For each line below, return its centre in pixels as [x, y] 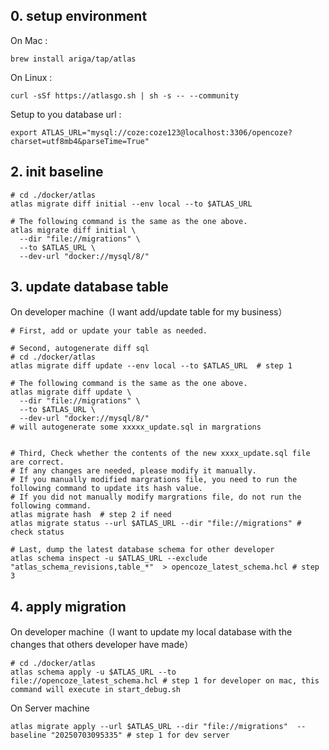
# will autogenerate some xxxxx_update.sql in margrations [136, 427]
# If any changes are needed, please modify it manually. [133, 471]
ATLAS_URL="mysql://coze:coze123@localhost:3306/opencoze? [167, 132]
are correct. [37, 462]
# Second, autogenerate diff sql [80, 349]
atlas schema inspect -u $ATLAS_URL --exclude [109, 559]
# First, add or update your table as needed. [109, 331]
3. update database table [89, 287]
